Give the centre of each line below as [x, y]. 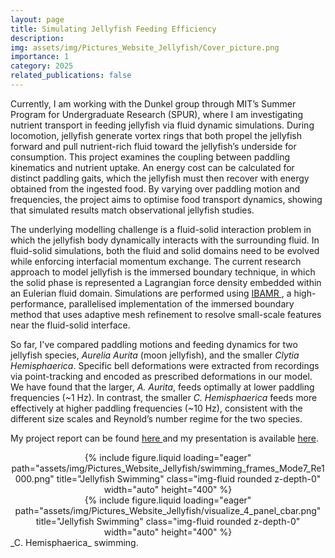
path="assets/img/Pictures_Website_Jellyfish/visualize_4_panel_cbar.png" [168, 510]
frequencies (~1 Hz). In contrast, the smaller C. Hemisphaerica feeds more [164, 397]
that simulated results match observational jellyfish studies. [132, 210]
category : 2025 [42, 66]
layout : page [37, 19]
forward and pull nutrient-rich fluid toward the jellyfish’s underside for [153, 146]
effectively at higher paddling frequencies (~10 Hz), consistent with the [156, 408]
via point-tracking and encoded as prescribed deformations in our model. [161, 376]
